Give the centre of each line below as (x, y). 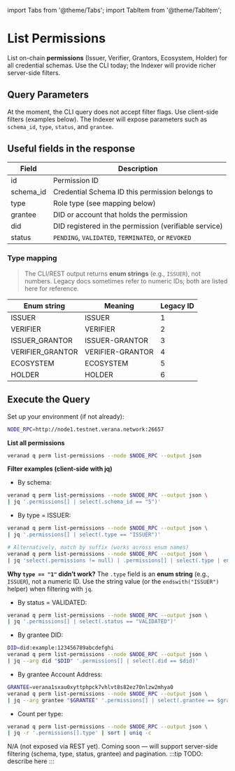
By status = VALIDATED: (52, 602)
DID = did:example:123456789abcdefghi (60, 648)
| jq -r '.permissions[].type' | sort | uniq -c (79, 733)
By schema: (34, 483)
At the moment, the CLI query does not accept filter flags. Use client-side (113, 112)
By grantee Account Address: (60, 674)
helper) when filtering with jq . (50, 589)
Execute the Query (49, 400)
